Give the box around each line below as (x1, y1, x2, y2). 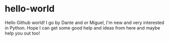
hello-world (5, 3, 55, 14)
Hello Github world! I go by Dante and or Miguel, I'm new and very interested (5, 19, 164, 25)
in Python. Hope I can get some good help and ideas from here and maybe (5, 24, 160, 30)
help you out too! (5, 30, 40, 36)
